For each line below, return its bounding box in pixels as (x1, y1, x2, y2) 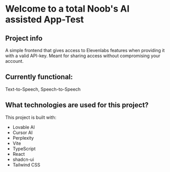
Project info (5, 34, 43, 42)
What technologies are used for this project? (5, 101, 149, 109)
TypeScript (12, 145, 36, 152)
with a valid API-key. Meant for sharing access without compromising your (5, 53, 160, 59)
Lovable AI (12, 124, 35, 130)
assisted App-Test (5, 14, 84, 25)
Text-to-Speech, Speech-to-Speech (5, 86, 81, 92)
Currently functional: (5, 73, 73, 81)
